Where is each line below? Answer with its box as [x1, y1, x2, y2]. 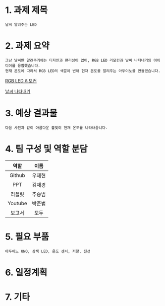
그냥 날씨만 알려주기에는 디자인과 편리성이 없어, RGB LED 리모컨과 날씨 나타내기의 [5, 58, 152, 63]
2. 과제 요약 [5, 40, 50, 52]
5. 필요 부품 [5, 231, 50, 242]
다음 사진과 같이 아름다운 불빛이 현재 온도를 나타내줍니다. [5, 125, 108, 130]
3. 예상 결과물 [5, 108, 58, 119]
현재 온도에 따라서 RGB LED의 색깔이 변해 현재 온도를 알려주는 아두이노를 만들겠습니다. [5, 68, 161, 74]
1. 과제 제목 [5, 4, 48, 16]
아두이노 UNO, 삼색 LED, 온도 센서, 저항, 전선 [5, 249, 91, 254]
